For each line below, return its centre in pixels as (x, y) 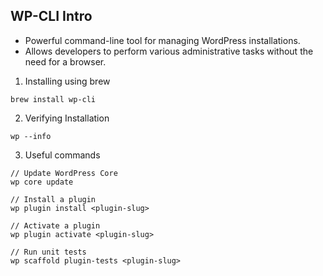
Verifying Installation (67, 118)
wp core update (42, 182)
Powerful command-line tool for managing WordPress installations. (162, 40)
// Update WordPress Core (64, 173)
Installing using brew (67, 81)
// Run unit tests (48, 252)
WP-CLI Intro (51, 16)
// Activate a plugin (55, 225)
